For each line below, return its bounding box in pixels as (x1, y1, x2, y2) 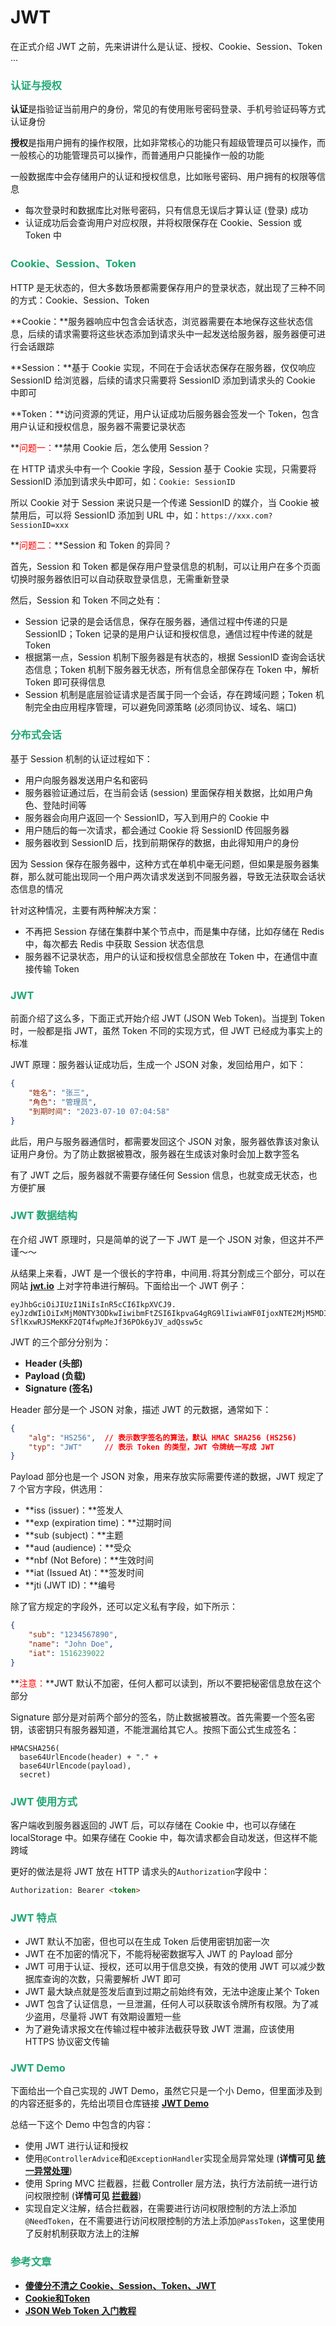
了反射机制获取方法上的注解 (24, 2227, 140, 2240)
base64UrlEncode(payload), (19, 1761, 132, 1771)
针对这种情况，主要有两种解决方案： (10, 904, 160, 916)
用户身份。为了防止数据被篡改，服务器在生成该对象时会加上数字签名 (18, 1147, 300, 1160)
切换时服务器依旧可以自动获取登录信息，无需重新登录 (10, 572, 230, 585)
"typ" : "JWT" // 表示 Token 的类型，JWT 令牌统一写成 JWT (28, 1442, 275, 1452)
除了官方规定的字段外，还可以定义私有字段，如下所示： (10, 1601, 238, 1613)
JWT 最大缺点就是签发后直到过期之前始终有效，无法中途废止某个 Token (24, 1986, 320, 1998)
